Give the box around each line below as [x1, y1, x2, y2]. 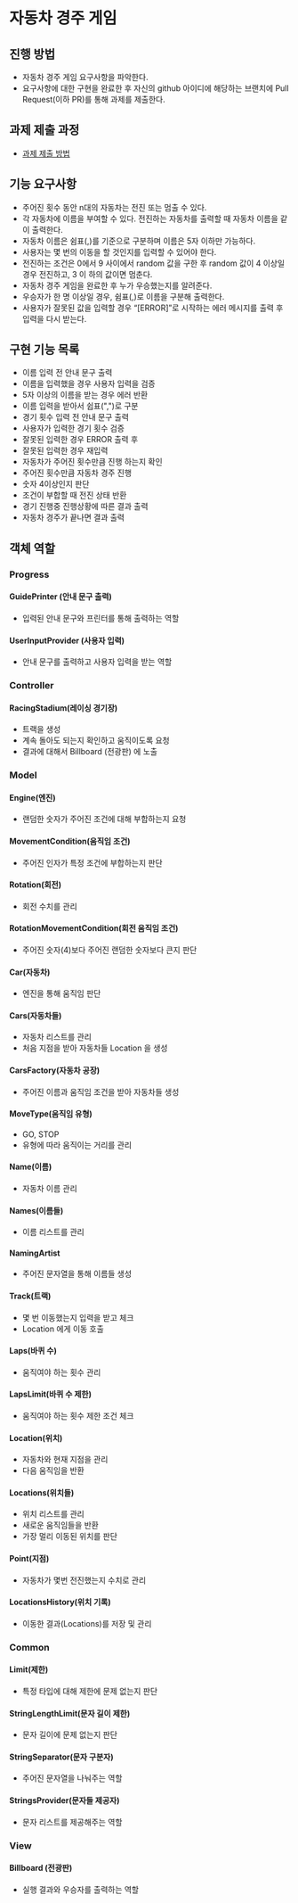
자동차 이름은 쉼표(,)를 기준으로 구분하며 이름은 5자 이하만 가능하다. [21, 235, 256, 246]
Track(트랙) [9, 1290, 52, 1302]
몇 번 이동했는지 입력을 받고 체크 [21, 1312, 134, 1322]
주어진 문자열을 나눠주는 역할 [21, 1773, 123, 1784]
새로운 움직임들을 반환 [21, 1520, 100, 1530]
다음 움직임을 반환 [21, 1465, 85, 1476]
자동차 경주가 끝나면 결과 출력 [21, 512, 125, 523]
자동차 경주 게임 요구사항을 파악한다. [21, 72, 149, 82]
